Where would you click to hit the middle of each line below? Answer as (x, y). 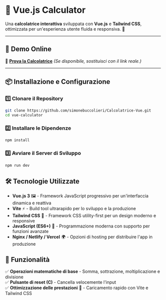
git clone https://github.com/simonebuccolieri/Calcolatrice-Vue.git (78, 111)
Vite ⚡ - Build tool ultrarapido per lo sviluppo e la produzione (74, 209)
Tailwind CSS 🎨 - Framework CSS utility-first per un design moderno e (84, 216)
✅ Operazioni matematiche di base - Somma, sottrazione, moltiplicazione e (83, 271)
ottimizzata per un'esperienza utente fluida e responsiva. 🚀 (65, 29)
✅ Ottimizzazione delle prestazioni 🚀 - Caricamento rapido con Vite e (77, 288)
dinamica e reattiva (32, 203)
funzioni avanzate (30, 231)
